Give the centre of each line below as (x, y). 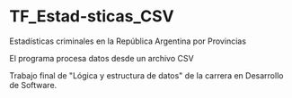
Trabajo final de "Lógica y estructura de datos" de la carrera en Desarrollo (146, 75)
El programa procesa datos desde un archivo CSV (102, 58)
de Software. (33, 85)
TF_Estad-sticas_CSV (92, 16)
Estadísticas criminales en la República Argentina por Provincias (128, 41)
